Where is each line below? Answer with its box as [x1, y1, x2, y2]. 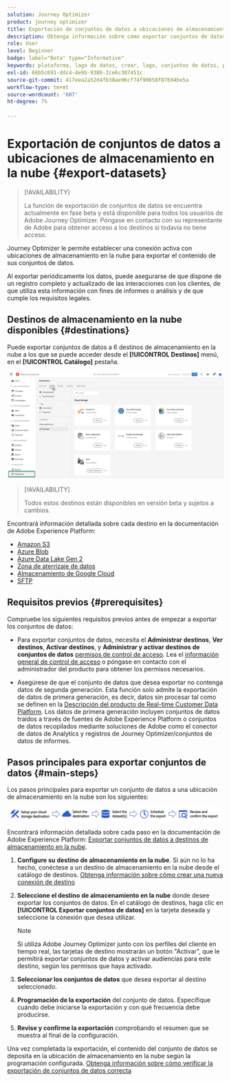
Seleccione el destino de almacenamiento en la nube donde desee [16, 891, 210, 899]
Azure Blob [16, 547, 49, 556]
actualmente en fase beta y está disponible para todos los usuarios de [23, 209, 223, 217]
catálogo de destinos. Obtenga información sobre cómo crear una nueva [16, 870, 223, 879]
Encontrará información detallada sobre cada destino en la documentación [7, 519, 219, 527]
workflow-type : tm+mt [7, 83, 69, 91]
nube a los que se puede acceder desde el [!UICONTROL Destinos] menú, [7, 350, 219, 358]
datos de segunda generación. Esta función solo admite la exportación [16, 685, 218, 693]
